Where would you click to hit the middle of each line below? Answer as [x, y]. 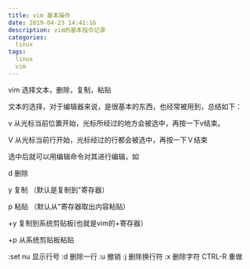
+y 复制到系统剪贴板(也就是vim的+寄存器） [78, 223]
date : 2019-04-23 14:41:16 [52, 23]
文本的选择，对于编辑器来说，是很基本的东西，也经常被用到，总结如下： [125, 106]
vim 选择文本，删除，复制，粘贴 [60, 89]
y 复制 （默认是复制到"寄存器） [59, 190]
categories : [28, 37]
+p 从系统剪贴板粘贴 [41, 239]
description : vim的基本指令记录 [57, 30]
